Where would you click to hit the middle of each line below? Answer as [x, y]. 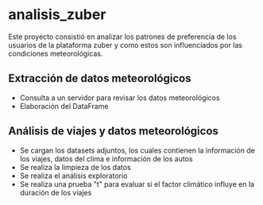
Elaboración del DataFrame [64, 106]
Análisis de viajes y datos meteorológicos [113, 132]
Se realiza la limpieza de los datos [75, 167]
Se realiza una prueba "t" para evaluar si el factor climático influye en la [137, 184]
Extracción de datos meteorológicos [100, 78]
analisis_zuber [57, 15]
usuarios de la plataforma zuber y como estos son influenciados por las [126, 44]
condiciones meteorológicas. [56, 53]
